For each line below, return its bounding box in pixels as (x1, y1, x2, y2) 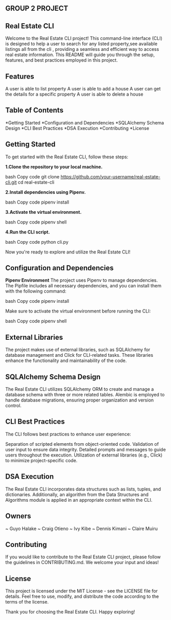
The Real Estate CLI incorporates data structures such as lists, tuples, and (5, 486, 161, 492)
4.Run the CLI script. (5, 229, 50, 235)
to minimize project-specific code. (5, 457, 78, 463)
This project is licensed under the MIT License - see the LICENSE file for (5, 588, 158, 594)
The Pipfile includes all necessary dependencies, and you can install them (5, 283, 162, 289)
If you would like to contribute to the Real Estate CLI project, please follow (5, 554, 161, 560)
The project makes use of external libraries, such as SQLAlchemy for (5, 347, 151, 353)
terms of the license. (5, 599, 49, 605)
